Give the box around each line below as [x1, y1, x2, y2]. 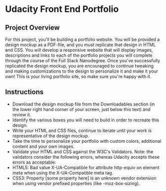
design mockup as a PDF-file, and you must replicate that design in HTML [5, 42, 156, 48]
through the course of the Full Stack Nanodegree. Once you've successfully [5, 58, 160, 63]
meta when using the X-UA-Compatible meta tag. [12, 170, 113, 176]
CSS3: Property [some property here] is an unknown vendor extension [12, 175, 157, 181]
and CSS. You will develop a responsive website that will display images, [5, 47, 153, 53]
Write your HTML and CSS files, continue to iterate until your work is [12, 127, 152, 133]
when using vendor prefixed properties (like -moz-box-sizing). [12, 180, 140, 186]
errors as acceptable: [12, 159, 56, 165]
